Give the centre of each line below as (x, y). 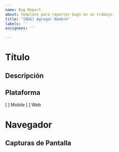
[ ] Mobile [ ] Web (23, 105)
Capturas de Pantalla (38, 143)
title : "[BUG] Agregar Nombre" (38, 19)
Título (17, 57)
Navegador (29, 125)
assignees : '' (20, 28)
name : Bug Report (23, 10)
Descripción (24, 76)
